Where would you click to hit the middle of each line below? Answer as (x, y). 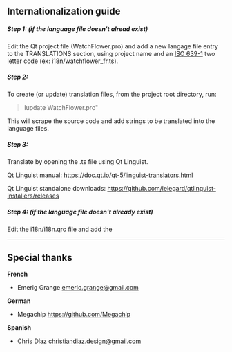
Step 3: (18, 144)
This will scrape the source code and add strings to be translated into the (111, 121)
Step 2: (18, 77)
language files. (28, 129)
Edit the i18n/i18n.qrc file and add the (60, 229)
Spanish (19, 328)
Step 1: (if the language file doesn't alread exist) (78, 29)
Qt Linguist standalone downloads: (56, 189)
